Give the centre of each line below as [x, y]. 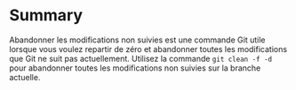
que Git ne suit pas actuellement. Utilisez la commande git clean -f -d [141, 58]
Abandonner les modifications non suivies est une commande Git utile [137, 40]
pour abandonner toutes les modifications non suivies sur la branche [135, 68]
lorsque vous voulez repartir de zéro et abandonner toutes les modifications [148, 49]
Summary [46, 15]
